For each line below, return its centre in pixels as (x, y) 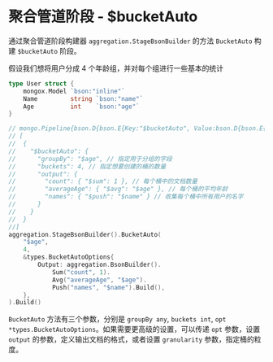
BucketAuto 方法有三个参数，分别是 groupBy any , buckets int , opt (117, 319)
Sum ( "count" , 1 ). (81, 272)
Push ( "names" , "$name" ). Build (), (108, 287)
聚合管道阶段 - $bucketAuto (103, 17)
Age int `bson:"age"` (81, 107)
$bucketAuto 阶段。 (49, 50)
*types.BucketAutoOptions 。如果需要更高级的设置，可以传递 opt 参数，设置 (134, 329)
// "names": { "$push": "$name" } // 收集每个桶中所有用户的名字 (126, 197)
